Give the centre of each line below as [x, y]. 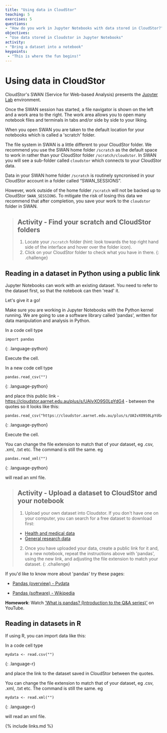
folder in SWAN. [22, 206]
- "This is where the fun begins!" [44, 56]
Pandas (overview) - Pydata [41, 583]
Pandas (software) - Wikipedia [43, 593]
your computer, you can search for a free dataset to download [88, 518]
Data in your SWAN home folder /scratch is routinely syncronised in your [80, 175]
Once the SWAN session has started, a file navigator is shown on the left [79, 110]
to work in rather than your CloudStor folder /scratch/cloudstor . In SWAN [81, 155]
